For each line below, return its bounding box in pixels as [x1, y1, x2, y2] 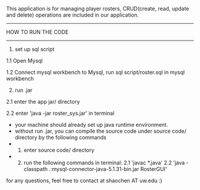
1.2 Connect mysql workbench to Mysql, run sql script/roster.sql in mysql [6, 68, 185, 76]
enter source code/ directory [23, 147, 95, 154]
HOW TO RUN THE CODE [6, 29, 69, 35]
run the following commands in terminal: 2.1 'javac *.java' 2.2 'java [23, 159, 185, 166]
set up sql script [14, 46, 55, 52]
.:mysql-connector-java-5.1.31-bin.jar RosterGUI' [48, 166, 167, 172]
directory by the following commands [14, 134, 107, 141]
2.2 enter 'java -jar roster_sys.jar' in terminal [6, 110, 115, 117]
